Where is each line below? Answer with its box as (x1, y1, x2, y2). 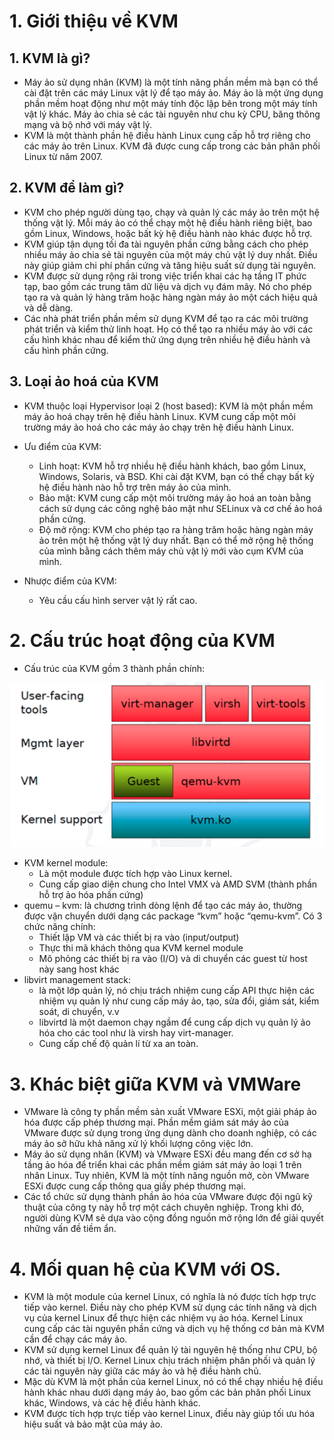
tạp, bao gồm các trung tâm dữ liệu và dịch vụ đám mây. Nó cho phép (23, 280, 312, 292)
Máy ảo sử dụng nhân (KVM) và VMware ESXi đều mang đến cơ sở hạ (23, 1148, 312, 1160)
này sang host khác (38, 963, 120, 975)
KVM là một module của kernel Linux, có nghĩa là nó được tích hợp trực (23, 1291, 317, 1303)
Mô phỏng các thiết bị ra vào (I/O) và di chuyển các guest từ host (38, 953, 308, 965)
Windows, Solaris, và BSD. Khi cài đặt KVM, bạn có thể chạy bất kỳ (38, 470, 315, 482)
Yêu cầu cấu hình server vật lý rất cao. (38, 594, 198, 606)
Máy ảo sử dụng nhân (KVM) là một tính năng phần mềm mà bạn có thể (23, 76, 319, 88)
